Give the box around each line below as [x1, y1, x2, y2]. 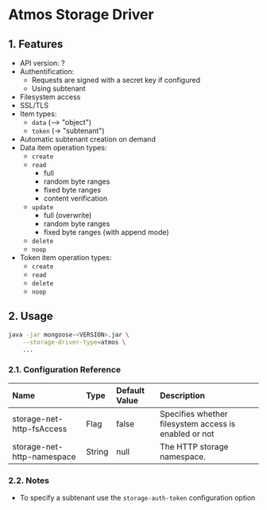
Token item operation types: [19, 253, 112, 262]
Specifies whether [160, 408, 228, 419]
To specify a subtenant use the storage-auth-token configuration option [19, 493, 256, 503]
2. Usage [8, 310, 53, 323]
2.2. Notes [8, 475, 50, 486]
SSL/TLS [19, 101, 49, 110]
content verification [43, 193, 108, 203]
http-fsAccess [12, 423, 68, 434]
